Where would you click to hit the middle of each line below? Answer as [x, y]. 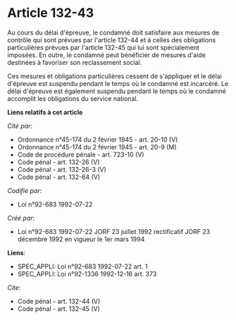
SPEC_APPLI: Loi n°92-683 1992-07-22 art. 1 [82, 266]
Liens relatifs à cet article [45, 112]
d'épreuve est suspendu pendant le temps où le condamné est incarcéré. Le [118, 83]
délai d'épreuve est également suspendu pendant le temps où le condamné [117, 91]
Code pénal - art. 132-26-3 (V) [62, 169]
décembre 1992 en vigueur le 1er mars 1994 [81, 239]
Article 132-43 [50, 13]
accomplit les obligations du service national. [73, 98]
